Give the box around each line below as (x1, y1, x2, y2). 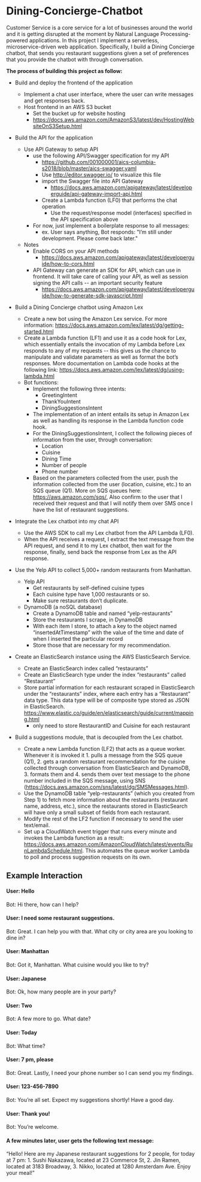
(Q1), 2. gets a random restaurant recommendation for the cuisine (23, 757, 185, 765)
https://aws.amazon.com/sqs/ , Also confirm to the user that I (32, 493, 182, 501)
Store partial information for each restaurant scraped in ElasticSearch (23, 684, 195, 691)
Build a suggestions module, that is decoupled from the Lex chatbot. (14, 734, 184, 741)
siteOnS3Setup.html (32, 122, 83, 129)
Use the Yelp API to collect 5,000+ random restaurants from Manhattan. (14, 566, 192, 573)
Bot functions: (23, 378, 59, 386)
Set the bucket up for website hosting (32, 110, 126, 117)
